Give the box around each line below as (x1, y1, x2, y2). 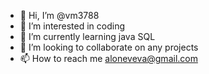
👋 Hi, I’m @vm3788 (19, 10, 100, 21)
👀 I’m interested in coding (19, 20, 126, 32)
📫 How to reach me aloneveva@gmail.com (19, 53, 198, 64)
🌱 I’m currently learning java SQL (19, 31, 156, 42)
